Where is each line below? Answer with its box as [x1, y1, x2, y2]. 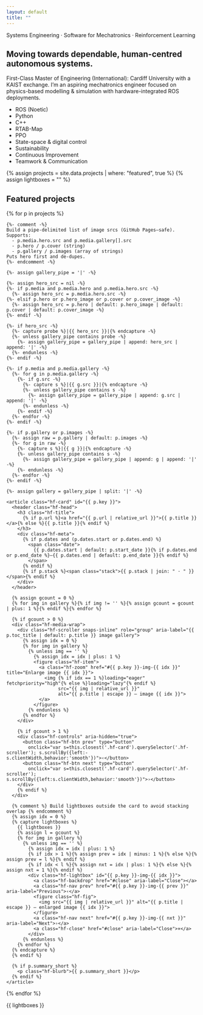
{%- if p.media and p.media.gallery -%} [6, 366, 111, 372]
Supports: [6, 232, 32, 238]
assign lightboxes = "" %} [6, 176, 71, 183]
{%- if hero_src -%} [6, 323, 59, 329]
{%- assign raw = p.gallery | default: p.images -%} [12, 435, 148, 441]
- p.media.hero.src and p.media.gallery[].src [12, 238, 132, 244]
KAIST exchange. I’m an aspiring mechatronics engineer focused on [6, 81, 177, 88]
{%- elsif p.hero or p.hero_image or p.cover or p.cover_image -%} [6, 296, 181, 302]
